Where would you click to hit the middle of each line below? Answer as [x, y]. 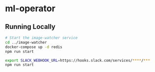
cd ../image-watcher [26, 42]
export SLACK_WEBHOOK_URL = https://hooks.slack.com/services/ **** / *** [78, 60]
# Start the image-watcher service [41, 38]
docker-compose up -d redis [34, 47]
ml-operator [30, 9]
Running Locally [30, 27]
